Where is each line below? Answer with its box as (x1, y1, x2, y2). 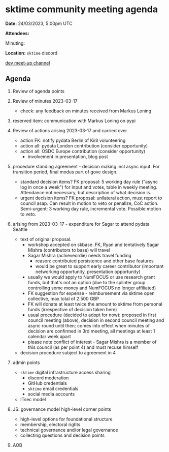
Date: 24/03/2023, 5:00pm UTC (5, 20, 73, 26)
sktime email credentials (27, 385, 79, 391)
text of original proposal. (20, 236, 72, 242)
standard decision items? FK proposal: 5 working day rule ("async (20, 178, 158, 185)
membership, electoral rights (20, 421, 81, 428)
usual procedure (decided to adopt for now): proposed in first (27, 312, 156, 318)
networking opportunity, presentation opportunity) (35, 268, 141, 275)
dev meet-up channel (5, 59, 50, 66)
